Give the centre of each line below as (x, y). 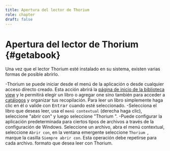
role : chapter (20, 15)
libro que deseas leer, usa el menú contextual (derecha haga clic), (74, 111)
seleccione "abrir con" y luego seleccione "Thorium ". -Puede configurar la (84, 116)
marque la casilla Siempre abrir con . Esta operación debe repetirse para (81, 138)
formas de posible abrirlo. (32, 74)
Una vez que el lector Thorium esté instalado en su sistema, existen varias (83, 69)
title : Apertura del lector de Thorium (47, 10)
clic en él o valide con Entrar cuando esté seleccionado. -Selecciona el (81, 106)
